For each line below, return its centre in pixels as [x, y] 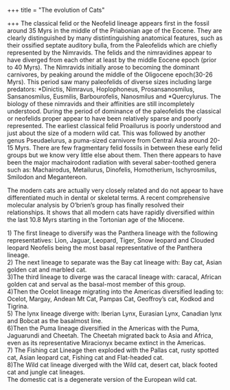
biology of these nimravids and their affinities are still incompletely [101, 104]
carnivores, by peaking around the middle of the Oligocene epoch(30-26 [110, 74]
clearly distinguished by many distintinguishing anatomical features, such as [115, 38]
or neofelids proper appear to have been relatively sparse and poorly [104, 119]
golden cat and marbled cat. [47, 269]
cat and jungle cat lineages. [46, 372]
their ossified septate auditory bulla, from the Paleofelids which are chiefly [112, 45]
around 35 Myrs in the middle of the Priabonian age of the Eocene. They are [115, 31]
